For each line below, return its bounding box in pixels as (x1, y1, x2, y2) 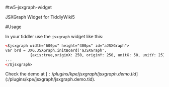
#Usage (5, 24, 22, 30)
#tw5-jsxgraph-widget (5, 5, 52, 10)
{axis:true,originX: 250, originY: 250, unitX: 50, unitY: (30, 52, 156, 57)
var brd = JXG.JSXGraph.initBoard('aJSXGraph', (5, 48, 107, 53)
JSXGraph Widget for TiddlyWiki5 (5, 14, 75, 20)
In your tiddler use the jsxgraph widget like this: (5, 34, 104, 39)
